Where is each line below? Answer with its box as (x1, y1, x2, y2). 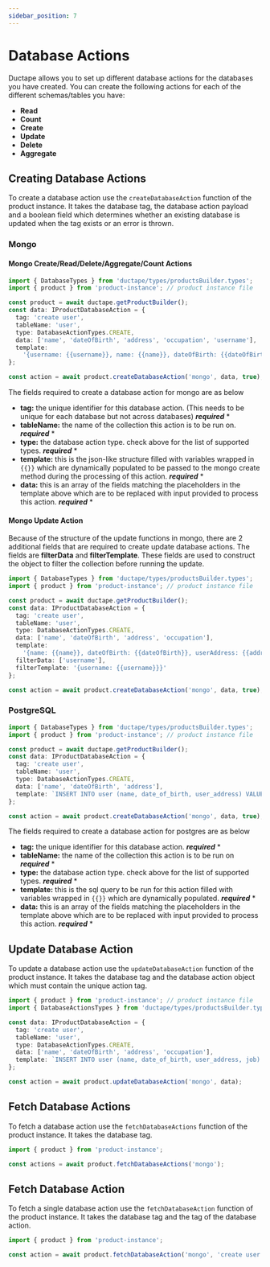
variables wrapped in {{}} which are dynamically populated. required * (19, 894, 256, 903)
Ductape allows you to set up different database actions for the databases (8, 73, 254, 83)
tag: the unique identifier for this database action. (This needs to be (19, 403, 245, 413)
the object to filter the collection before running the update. (8, 559, 205, 569)
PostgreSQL (8, 705, 56, 716)
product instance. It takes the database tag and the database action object (8, 973, 256, 982)
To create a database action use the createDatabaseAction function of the (8, 193, 252, 203)
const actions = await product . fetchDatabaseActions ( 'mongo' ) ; (8, 1160, 225, 1168)
